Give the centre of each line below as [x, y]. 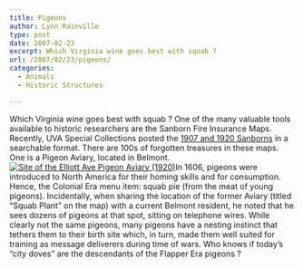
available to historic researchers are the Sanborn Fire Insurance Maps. [141, 129]
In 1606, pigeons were [217, 167]
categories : [32, 69]
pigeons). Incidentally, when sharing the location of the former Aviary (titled [151, 196]
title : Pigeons [38, 18]
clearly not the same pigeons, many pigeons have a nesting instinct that [144, 225]
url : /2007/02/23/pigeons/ [60, 60]
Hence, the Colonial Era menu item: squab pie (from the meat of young [142, 186]
